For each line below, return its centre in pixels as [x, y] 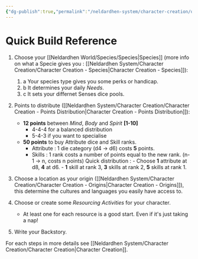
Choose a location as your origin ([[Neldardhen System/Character [94, 179]
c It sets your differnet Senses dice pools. [74, 94]
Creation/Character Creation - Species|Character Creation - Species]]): [101, 70]
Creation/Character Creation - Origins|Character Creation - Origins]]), [99, 184]
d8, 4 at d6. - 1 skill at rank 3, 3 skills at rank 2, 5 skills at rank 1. [109, 167]
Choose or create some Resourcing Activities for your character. [92, 202]
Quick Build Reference [61, 41]
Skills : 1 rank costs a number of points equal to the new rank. [106, 154]
